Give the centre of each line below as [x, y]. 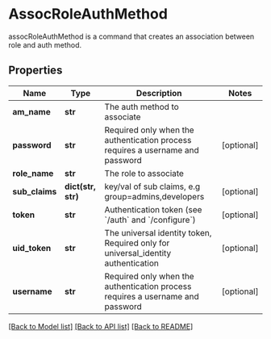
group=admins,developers [154, 196]
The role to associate [144, 173]
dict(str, [80, 186]
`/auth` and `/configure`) [150, 220]
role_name [33, 173]
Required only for [137, 243]
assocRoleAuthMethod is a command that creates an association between [131, 36]
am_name [31, 111]
